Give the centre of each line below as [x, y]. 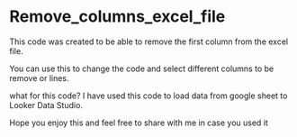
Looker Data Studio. [46, 105]
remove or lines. [39, 78]
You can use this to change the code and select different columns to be [142, 68]
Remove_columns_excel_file [117, 17]
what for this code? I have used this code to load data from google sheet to [148, 96]
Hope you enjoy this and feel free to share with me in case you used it [139, 123]
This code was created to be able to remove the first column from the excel [149, 41]
